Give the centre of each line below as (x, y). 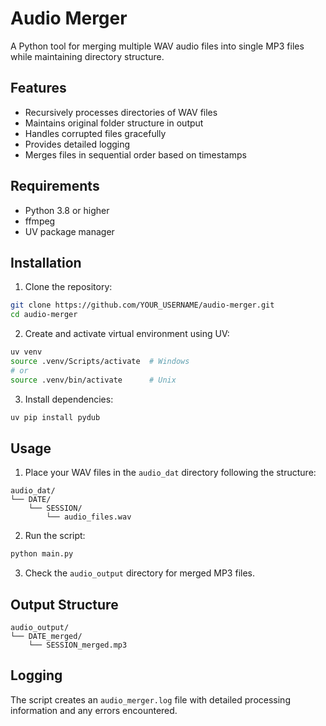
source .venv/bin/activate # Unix (93, 380)
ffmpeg (40, 221)
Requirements (55, 186)
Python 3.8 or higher (67, 210)
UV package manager (69, 231)
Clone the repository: (68, 287)
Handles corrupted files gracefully (95, 133)
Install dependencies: (69, 399)
